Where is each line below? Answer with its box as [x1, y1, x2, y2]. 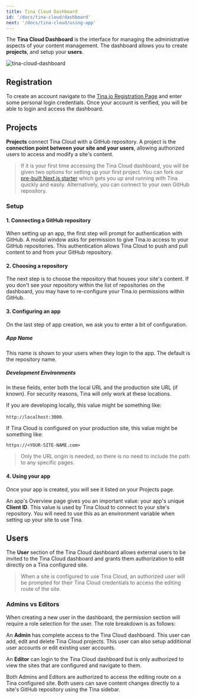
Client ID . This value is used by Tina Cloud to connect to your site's [6, 503, 170, 510]
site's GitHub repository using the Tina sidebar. [6, 685, 121, 692]
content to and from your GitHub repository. [6, 249, 113, 256]
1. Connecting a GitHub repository [6, 216, 91, 224]
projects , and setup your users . [6, 48, 84, 56]
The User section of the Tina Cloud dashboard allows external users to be [6, 549, 186, 556]
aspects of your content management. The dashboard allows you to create [6, 42, 188, 49]
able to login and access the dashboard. [6, 105, 104, 112]
